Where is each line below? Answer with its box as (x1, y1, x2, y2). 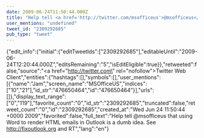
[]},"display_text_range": (6, 93, 67, 100)
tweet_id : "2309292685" (6, 25, 67, 32)
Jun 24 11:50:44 (145, 106, 185, 113)
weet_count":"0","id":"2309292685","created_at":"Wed (6, 106, 144, 113)
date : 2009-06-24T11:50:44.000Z (6, 8, 88, 15)
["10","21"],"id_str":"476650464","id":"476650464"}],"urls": (6, 87, 155, 94)
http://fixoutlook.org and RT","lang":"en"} (6, 125, 109, 133)
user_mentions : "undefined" (6, 20, 78, 26)
